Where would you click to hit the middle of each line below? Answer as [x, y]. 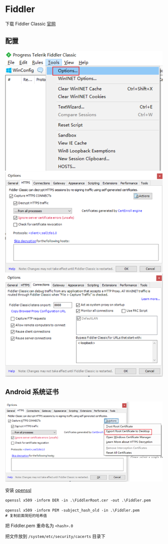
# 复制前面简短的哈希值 [26, 516]
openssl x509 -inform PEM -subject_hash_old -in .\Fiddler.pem [72, 510]
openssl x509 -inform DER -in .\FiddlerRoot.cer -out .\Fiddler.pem [78, 500]
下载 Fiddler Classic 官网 [30, 24]
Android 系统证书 [32, 392]
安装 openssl [18, 490]
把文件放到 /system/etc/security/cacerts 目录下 [55, 536]
